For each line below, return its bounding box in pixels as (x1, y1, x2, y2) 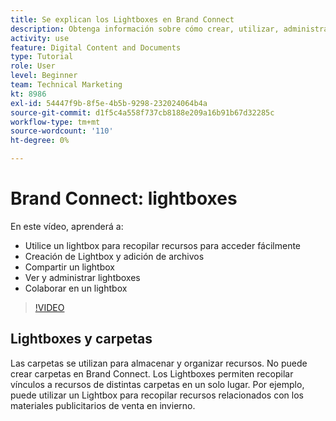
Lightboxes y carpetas (10, 331, 153, 348)
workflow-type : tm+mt (10, 117, 101, 127)
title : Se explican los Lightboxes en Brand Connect (10, 14, 235, 25)
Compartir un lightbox (24, 261, 115, 273)
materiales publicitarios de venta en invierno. (10, 399, 196, 411)
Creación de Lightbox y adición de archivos (24, 250, 205, 262)
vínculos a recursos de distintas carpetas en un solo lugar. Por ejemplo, (10, 378, 305, 390)
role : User (10, 61, 56, 71)
